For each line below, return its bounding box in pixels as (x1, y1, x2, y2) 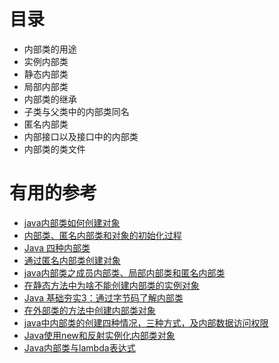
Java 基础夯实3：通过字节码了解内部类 (23, 291, 184, 304)
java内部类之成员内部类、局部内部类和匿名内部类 (23, 266, 226, 279)
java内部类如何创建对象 (23, 216, 121, 229)
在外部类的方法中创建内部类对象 (23, 304, 156, 316)
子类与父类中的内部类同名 (23, 105, 130, 117)
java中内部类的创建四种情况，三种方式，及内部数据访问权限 (23, 316, 269, 329)
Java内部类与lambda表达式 (23, 341, 136, 354)
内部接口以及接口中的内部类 (23, 130, 139, 142)
